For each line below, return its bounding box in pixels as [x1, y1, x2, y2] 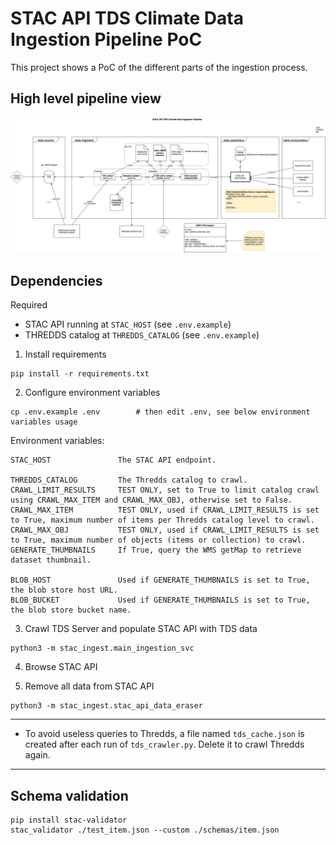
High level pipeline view [10, 90, 162, 107]
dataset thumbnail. [10, 555, 92, 566]
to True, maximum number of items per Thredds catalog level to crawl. [10, 515, 315, 526]
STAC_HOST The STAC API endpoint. [10, 455, 217, 466]
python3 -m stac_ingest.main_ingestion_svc [10, 643, 195, 654]
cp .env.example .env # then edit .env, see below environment [10, 407, 311, 417]
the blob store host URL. [10, 585, 118, 596]
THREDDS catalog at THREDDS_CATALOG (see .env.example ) [24, 329, 260, 341]
